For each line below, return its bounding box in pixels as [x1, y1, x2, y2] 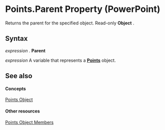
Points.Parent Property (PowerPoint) [5, 3, 160, 15]
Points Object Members [5, 119, 54, 125]
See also [5, 72, 32, 80]
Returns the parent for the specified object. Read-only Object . [5, 20, 134, 26]
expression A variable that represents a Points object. [5, 57, 116, 63]
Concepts [5, 86, 26, 92]
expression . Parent [5, 47, 46, 53]
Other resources [5, 108, 40, 114]
